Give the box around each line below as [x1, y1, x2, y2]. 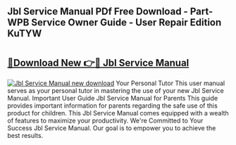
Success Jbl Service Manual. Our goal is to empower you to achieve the [7, 124, 216, 132]
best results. [7, 132, 44, 139]
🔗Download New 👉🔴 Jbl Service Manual [7, 56, 190, 69]
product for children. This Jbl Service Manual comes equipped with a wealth [7, 109, 229, 117]
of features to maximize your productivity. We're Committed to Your [7, 116, 204, 125]
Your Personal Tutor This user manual [116, 79, 225, 87]
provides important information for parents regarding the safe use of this [7, 101, 218, 110]
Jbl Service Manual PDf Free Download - [7, 6, 188, 18]
